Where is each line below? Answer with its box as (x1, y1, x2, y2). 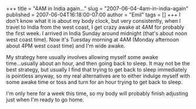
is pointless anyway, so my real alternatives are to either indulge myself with (6, 73, 191, 79)
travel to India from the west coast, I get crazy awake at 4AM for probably (6, 23, 185, 30)
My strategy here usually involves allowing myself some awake (6, 54, 158, 60)
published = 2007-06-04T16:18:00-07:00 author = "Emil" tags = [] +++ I (6, 11, 181, 18)
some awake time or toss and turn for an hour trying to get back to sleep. (6, 79, 183, 86)
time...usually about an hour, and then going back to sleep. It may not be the (6, 60, 190, 67)
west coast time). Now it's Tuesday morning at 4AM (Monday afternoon (6, 36, 180, 43)
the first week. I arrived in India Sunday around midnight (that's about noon (6, 30, 188, 37)
